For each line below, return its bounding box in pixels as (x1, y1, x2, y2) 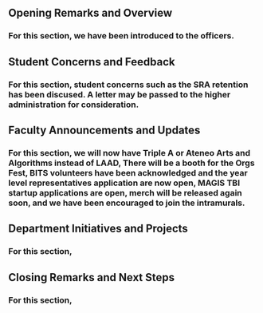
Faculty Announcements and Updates (8, 124, 201, 137)
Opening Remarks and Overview (8, 6, 173, 20)
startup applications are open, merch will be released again (8, 187, 243, 198)
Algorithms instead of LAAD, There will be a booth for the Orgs (8, 157, 255, 168)
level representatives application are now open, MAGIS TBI (8, 177, 241, 188)
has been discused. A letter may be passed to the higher (8, 89, 231, 100)
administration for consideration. (8, 99, 139, 110)
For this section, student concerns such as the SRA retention (8, 79, 249, 90)
